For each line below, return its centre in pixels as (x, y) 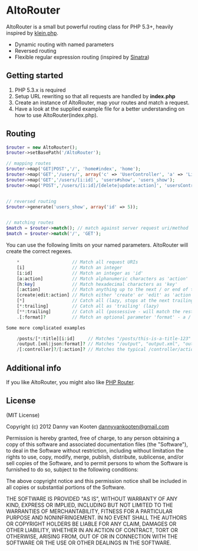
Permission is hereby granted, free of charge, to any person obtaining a (93, 438)
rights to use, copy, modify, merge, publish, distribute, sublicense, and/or (95, 457)
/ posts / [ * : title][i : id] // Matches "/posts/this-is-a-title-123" (104, 339)
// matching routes (30, 223)
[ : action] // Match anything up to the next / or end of (103, 290)
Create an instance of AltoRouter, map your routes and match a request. (102, 102)
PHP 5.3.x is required (40, 90)
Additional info (34, 368)
